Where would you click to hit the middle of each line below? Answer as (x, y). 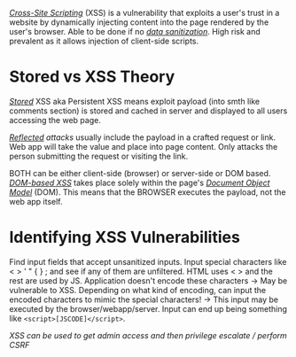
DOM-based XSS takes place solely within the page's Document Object (140, 182)
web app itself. (36, 201)
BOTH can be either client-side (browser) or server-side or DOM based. (140, 173)
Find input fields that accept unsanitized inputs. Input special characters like (148, 261)
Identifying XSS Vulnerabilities (125, 237)
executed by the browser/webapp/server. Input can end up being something (148, 308)
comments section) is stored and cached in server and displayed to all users (148, 111)
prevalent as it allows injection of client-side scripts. (104, 41)
